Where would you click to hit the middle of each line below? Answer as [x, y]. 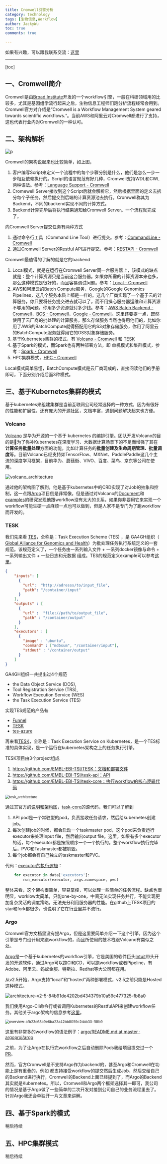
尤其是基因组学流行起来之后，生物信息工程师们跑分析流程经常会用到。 [90, 103]
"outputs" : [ [29, 604]
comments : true [21, 33]
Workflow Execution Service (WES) [48, 695]
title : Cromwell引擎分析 [29, 10]
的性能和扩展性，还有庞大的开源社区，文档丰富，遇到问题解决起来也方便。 [81, 411]
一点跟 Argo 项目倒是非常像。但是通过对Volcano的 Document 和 [81, 493]
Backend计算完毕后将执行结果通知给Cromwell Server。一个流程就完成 [84, 210]
